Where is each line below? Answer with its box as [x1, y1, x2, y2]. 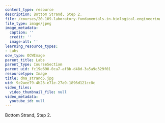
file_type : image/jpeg [5, 21, 52, 26]
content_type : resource [5, 7, 54, 12]
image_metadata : [5, 26, 38, 31]
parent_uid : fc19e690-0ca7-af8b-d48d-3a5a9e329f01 [5, 67, 111, 72]
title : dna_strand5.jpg [5, 76, 54, 81]
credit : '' [9, 35, 32, 40]
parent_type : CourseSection [5, 62, 63, 67]
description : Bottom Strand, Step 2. [5, 12, 82, 17]
